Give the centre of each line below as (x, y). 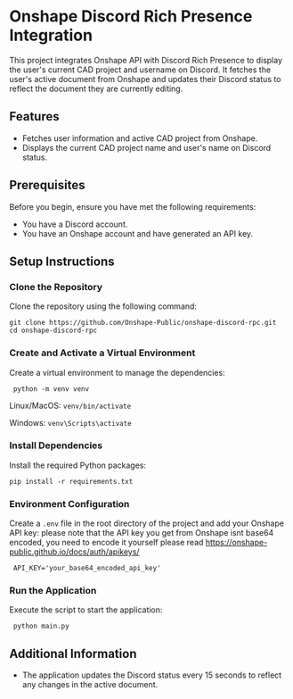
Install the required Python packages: (78, 465)
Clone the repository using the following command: (103, 306)
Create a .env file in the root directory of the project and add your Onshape (147, 523)
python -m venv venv (51, 389)
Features (34, 116)
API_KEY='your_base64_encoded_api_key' (87, 569)
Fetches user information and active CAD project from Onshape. (140, 138)
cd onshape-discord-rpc (53, 331)
